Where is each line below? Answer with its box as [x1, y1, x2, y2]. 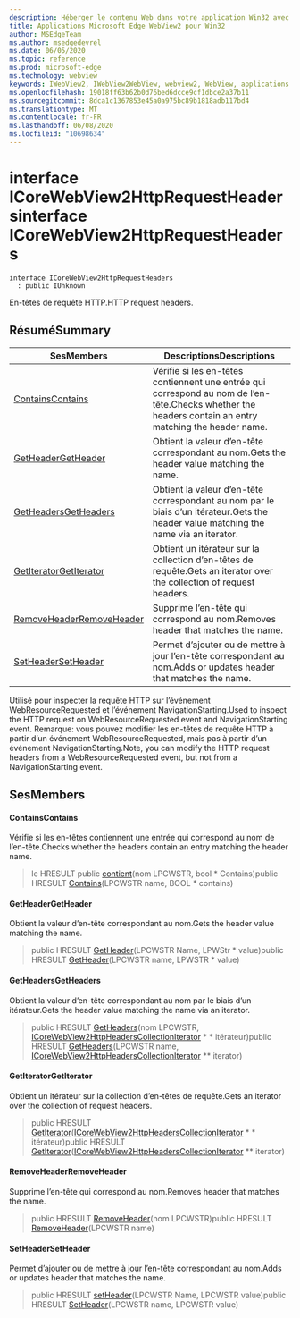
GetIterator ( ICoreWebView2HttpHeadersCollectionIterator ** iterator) [30, 1145, 286, 1156]
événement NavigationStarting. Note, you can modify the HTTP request [9, 742, 270, 753]
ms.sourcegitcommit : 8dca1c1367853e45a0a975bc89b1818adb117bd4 [9, 96, 250, 106]
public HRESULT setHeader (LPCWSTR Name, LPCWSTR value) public [30, 1289, 287, 1301]
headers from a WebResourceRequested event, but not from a [9, 752, 238, 763]
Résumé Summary [9, 323, 112, 338]
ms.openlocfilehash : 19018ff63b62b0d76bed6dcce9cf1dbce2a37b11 [9, 88, 250, 97]
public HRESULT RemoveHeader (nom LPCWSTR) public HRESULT [30, 1213, 272, 1224]
